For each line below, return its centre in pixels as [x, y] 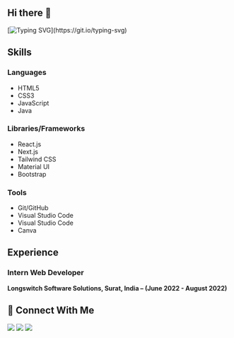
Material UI [34, 166]
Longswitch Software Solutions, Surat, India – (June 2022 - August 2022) [117, 288]
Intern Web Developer [46, 273]
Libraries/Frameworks [46, 129]
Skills [19, 53]
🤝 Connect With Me [51, 311]
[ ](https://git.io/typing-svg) [67, 30]
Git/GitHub [33, 208]
